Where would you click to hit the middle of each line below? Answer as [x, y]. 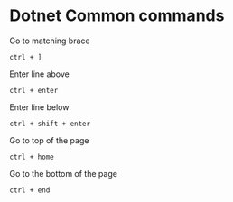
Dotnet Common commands [117, 16]
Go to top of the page [49, 140]
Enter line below [39, 107]
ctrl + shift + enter [50, 124]
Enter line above [39, 74]
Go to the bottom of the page [63, 173]
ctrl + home [32, 157]
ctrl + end [30, 190]
